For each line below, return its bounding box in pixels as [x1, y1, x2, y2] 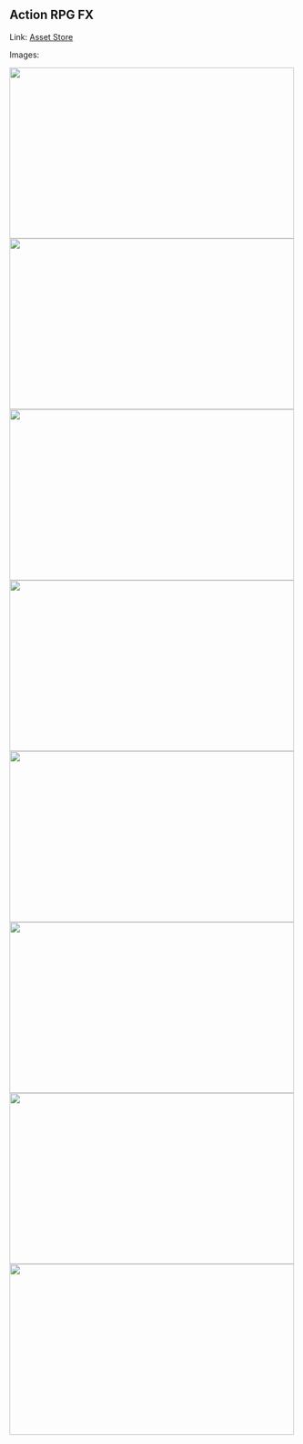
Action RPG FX [9, 7, 94, 23]
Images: [9, 49, 40, 60]
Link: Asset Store [9, 31, 74, 42]
